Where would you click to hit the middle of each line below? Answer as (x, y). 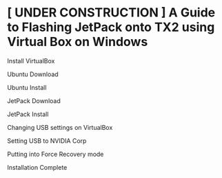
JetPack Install (28, 114)
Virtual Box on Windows (78, 42)
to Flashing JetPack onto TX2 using (111, 27)
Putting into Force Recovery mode (55, 154)
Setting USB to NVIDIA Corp (47, 141)
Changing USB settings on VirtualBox (60, 127)
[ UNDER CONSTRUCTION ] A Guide (111, 13)
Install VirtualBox (31, 60)
